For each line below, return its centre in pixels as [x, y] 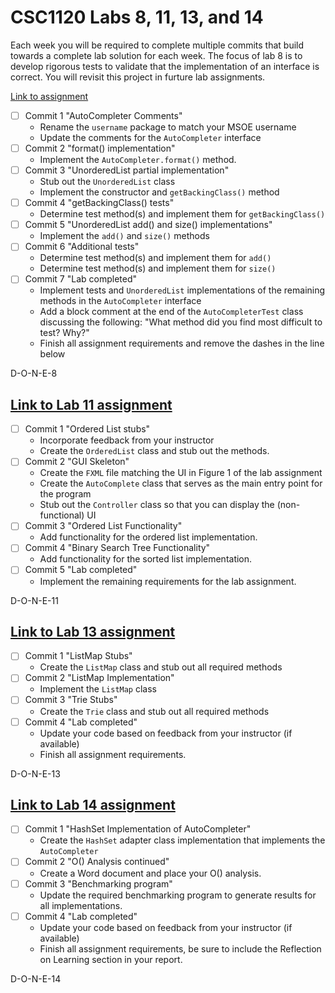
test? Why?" [64, 333]
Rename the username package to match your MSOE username [168, 127]
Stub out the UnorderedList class [107, 182]
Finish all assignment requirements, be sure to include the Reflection [180, 948]
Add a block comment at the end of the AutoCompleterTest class [171, 312]
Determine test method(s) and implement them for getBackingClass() [182, 214]
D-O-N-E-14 [36, 978]
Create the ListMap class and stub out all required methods [161, 667]
